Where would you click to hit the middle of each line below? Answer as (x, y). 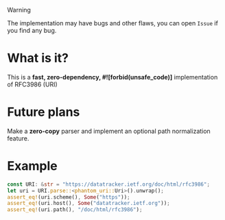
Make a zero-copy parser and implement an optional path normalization (109, 131)
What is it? (38, 58)
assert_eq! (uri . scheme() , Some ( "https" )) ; (69, 197)
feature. (18, 138)
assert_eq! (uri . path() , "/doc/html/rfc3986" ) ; (75, 210)
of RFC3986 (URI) (33, 84)
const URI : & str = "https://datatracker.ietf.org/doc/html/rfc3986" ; (109, 184)
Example (32, 166)
